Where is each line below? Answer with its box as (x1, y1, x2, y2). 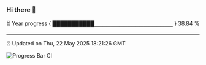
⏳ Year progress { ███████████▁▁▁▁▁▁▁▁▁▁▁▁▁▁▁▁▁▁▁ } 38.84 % (6, 20, 200, 27)
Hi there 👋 (6, 6, 37, 14)
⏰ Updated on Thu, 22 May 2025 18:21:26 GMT (6, 40, 126, 47)
